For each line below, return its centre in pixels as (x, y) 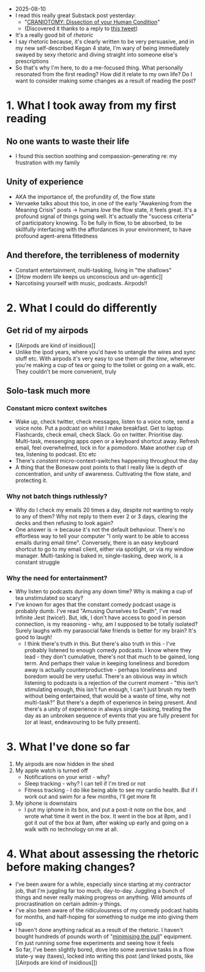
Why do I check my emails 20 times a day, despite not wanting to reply (104, 510)
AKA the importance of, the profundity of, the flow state (85, 197)
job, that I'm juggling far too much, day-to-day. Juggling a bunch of (100, 890)
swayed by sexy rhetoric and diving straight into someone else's (96, 54)
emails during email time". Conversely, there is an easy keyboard (97, 542)
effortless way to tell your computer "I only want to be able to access (102, 536)
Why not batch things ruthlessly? (57, 496)
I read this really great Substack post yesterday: (76, 15)
